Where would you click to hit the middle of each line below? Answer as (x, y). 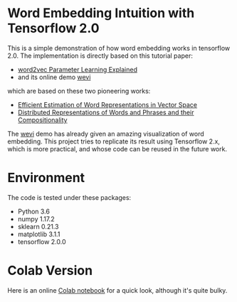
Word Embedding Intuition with (101, 13)
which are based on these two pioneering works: (79, 91)
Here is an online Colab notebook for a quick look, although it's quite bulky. (117, 290)
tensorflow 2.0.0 (42, 241)
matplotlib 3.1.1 (39, 234)
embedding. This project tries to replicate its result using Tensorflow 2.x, (114, 141)
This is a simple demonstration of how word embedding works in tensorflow (118, 48)
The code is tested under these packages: (69, 197)
